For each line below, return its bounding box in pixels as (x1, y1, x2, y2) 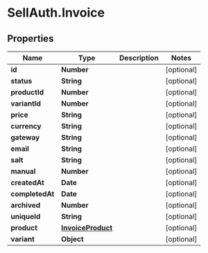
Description (119, 54, 159, 63)
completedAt (10, 189, 55, 199)
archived (10, 200, 41, 210)
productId (10, 88, 44, 97)
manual (10, 167, 36, 176)
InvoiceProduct (61, 223, 113, 232)
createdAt (10, 178, 45, 187)
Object (61, 234, 85, 244)
